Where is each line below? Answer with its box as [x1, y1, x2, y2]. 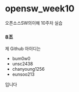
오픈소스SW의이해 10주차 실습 [5, 20, 63, 26]
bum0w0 [12, 55, 31, 62]
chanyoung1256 [12, 66, 45, 72]
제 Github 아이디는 [5, 46, 41, 52]
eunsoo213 [12, 71, 35, 77]
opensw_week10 [5, 3, 75, 14]
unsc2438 [12, 61, 33, 67]
